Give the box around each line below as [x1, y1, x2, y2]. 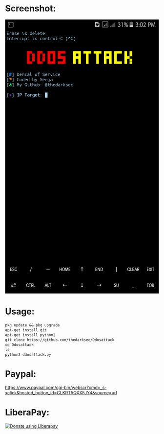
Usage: [5, 306, 35, 317]
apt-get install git [5, 327, 47, 333]
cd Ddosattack [5, 342, 34, 347]
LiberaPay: [5, 407, 50, 418]
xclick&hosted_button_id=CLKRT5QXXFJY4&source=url [5, 389, 117, 395]
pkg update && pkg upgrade [5, 322, 60, 328]
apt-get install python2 [5, 332, 56, 338]
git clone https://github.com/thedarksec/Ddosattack [5, 337, 115, 343]
